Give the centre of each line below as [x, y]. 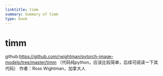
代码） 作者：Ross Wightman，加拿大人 [45, 69]
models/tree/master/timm [31, 62]
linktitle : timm [22, 10]
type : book [16, 19]
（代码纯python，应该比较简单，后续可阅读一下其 [108, 62]
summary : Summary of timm [32, 14]
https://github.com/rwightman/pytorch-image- [66, 56]
